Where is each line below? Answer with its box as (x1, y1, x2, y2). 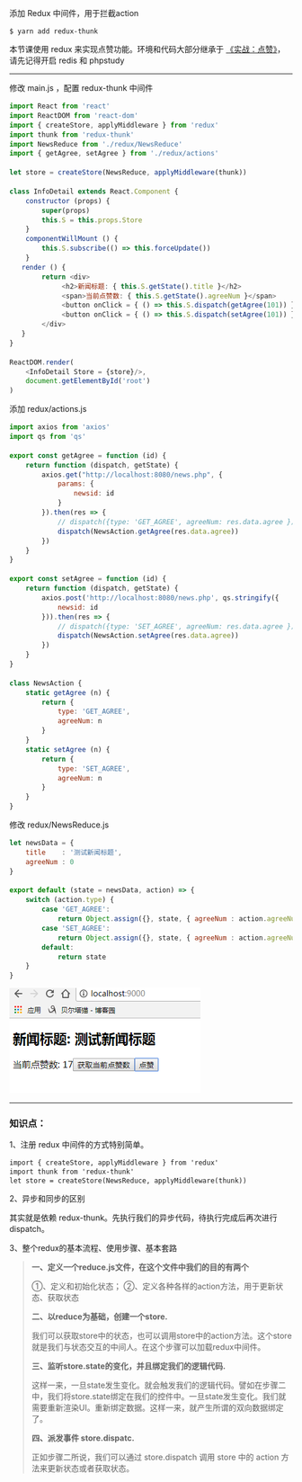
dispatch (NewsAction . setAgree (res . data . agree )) (57, 631, 240, 640)
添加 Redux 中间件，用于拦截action (9, 8, 139, 18)
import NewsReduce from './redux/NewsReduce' (9, 139, 182, 148)
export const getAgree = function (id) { (9, 451, 167, 460)
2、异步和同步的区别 (9, 1193, 85, 1204)
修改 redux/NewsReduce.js (9, 819, 110, 830)
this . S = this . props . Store (41, 215, 143, 225)
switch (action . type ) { (25, 896, 115, 905)
